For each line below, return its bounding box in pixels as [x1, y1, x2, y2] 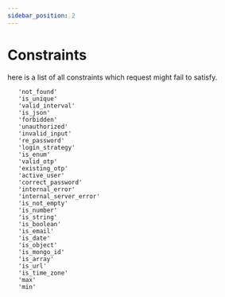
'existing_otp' [17, 164, 68, 172]
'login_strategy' [17, 143, 76, 151]
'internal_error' [17, 185, 76, 193]
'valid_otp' [17, 157, 58, 166]
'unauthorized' [17, 123, 68, 131]
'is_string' [17, 213, 58, 221]
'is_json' [17, 108, 51, 116]
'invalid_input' [17, 129, 72, 138]
